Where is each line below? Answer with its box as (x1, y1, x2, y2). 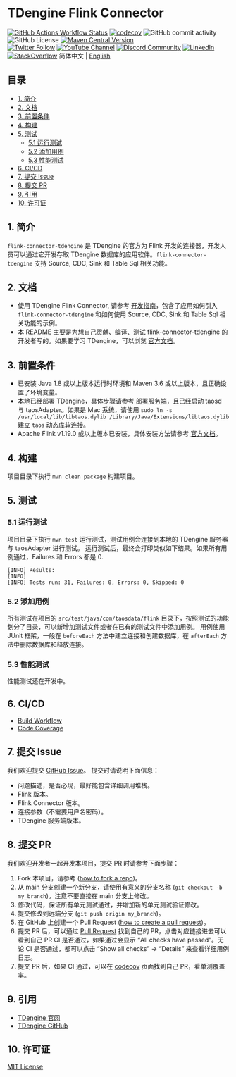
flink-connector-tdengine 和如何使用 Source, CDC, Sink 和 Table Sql (17, 310, 218, 318)
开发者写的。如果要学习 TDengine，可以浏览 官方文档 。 (17, 337, 180, 345)
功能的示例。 (23, 319, 61, 328)
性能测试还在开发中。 (7, 677, 69, 685)
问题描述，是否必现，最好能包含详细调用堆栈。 (17, 780, 154, 790)
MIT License (7, 1062, 44, 1071)
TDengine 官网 (17, 1013, 61, 1022)
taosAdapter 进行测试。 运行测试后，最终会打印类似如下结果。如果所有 (15, 544, 221, 552)
